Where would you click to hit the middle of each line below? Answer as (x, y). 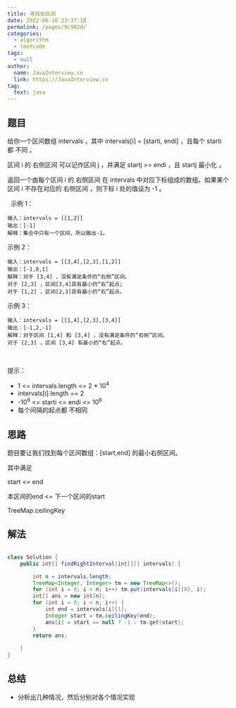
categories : (25, 33)
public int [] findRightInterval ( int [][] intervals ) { (100, 564)
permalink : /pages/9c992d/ (47, 27)
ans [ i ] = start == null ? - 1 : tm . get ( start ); (114, 622)
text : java (30, 92)
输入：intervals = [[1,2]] (45, 218)
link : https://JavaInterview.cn (61, 79)
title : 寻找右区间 (32, 14)
